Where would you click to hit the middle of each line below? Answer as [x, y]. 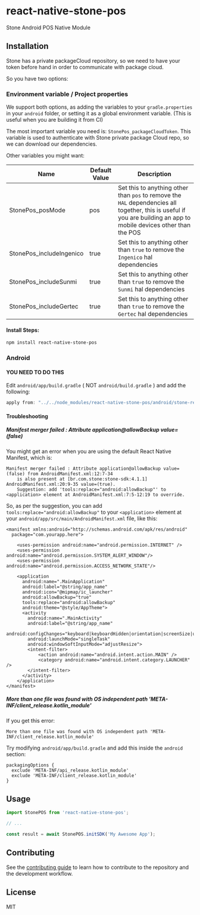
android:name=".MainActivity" [65, 618]
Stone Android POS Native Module [49, 27]
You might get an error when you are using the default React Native [89, 451]
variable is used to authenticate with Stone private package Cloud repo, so [98, 138]
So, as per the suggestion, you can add [54, 506]
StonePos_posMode [37, 210]
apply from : [21, 403]
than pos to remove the [150, 195]
